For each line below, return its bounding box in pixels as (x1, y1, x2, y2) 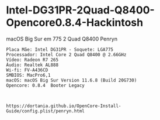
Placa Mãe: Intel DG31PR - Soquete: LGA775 (6, 46, 114, 53)
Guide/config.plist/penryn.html (6, 108, 85, 114)
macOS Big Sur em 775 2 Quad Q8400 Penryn (6, 35, 118, 42)
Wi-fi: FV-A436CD (6, 67, 48, 73)
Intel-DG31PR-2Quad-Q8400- (6, 4, 155, 17)
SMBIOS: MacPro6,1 (6, 72, 51, 78)
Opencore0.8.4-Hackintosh (6, 16, 144, 29)
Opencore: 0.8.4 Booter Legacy (6, 83, 85, 88)
